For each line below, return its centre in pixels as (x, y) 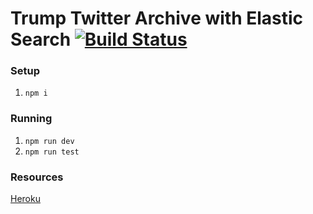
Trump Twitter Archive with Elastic (157, 18)
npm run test (52, 152)
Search (41, 39)
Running (31, 119)
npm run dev (49, 141)
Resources (37, 177)
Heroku (25, 199)
